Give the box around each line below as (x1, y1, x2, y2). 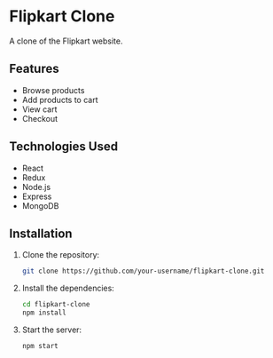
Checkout (21, 113, 58, 123)
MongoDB (21, 200, 59, 211)
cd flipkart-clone (21, 300, 90, 309)
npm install (21, 308, 66, 317)
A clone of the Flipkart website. (9, 36, 123, 46)
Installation (9, 226, 73, 241)
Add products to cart (21, 94, 99, 105)
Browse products (21, 84, 85, 95)
